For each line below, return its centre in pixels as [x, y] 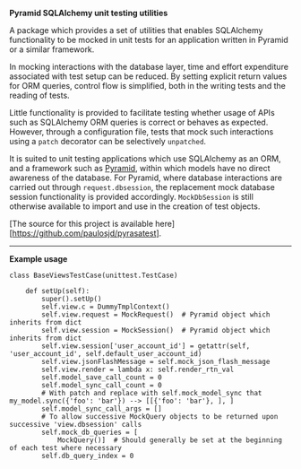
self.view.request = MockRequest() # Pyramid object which [156, 315]
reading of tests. [39, 95]
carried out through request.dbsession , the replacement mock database [142, 187]
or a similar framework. [52, 49]
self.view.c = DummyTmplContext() [106, 307]
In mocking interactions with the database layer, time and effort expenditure [149, 67]
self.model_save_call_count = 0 [102, 378]
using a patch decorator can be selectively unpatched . [108, 141]
